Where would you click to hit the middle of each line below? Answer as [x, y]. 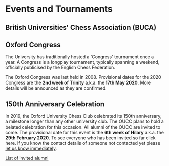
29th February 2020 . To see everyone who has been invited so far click [80, 138]
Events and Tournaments [59, 9]
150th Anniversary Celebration [55, 104]
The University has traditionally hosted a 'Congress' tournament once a [80, 57]
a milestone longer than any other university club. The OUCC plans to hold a [85, 121]
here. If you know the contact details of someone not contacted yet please [83, 143]
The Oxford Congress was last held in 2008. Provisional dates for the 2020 [83, 77]
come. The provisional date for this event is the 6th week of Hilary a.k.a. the [85, 133]
